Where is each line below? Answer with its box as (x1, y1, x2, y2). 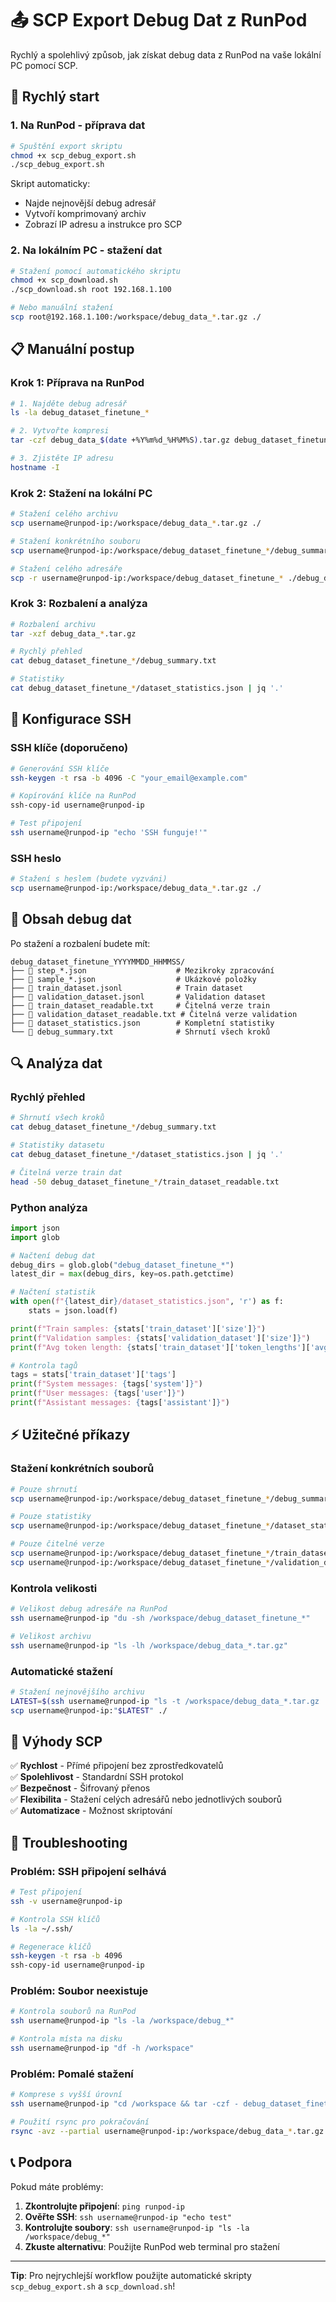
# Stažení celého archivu (10, 509, 118, 519)
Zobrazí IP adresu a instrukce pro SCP (24, 218, 183, 231)
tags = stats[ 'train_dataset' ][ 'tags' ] (10, 1370, 177, 1380)
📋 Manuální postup (10, 341, 135, 358)
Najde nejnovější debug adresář (24, 197, 157, 209)
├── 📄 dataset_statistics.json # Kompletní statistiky (10, 1018, 275, 1028)
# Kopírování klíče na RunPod (10, 791, 137, 801)
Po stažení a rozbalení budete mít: (10, 937, 151, 949)
